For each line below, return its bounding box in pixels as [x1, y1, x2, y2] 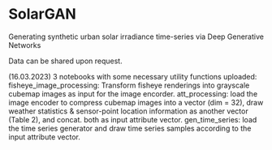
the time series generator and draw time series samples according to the [8, 123, 252, 133]
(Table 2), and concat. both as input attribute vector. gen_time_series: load [8, 114, 257, 124]
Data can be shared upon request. [8, 56, 123, 66]
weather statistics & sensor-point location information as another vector [8, 106, 249, 116]
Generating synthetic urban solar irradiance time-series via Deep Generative [8, 32, 264, 41]
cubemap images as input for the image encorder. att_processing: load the [8, 88, 258, 98]
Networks [8, 40, 41, 49]
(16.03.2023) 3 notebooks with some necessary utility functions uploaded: [8, 71, 257, 81]
